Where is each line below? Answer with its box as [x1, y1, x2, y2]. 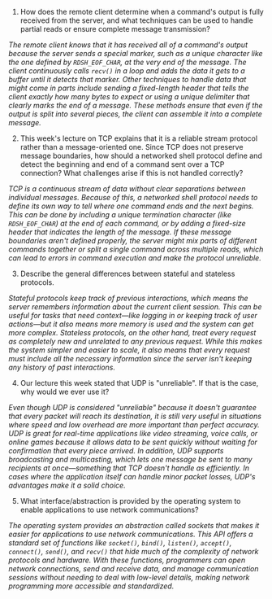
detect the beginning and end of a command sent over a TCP [19, 160, 225, 169]
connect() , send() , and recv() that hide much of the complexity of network [8, 547, 259, 556]
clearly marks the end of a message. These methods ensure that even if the [8, 101, 263, 110]
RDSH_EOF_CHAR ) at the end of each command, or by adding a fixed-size [8, 219, 246, 228]
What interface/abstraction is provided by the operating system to [19, 496, 241, 505]
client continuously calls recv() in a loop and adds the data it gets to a [8, 66, 245, 76]
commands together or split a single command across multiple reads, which [8, 244, 264, 254]
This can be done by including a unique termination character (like [8, 210, 232, 219]
